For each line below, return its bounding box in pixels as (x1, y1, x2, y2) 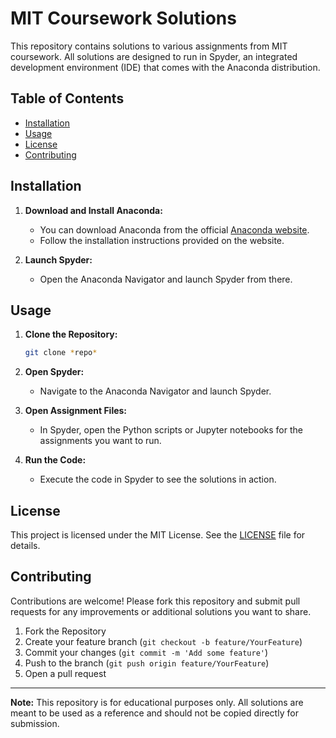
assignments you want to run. (39, 435, 162, 447)
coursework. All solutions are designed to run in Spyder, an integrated (10, 50, 298, 62)
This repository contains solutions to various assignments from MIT (10, 40, 288, 52)
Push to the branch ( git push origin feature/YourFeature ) (24, 657, 270, 669)
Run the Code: (24, 454, 87, 466)
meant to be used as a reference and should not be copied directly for (10, 707, 299, 719)
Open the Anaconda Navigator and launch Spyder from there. (39, 273, 293, 285)
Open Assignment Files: (24, 405, 128, 417)
